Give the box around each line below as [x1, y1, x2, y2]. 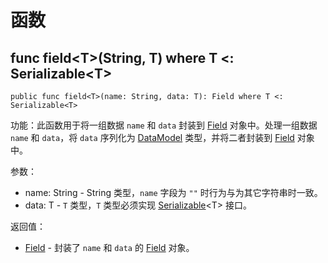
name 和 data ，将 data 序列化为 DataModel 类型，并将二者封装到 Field [10, 132, 295, 143]
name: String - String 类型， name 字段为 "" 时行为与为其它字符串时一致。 [24, 187, 323, 198]
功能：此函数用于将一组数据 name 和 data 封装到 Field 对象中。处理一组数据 [10, 119, 318, 131]
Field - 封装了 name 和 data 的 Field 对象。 [24, 242, 195, 253]
